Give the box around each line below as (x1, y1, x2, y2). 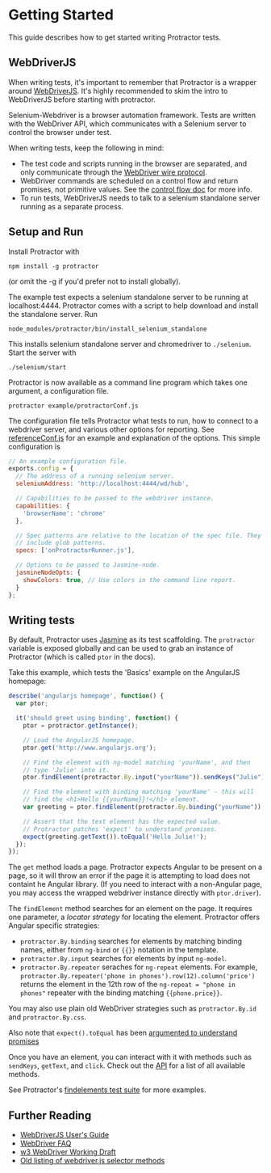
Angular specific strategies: (8, 921, 100, 930)
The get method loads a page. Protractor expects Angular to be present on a (8, 863, 263, 872)
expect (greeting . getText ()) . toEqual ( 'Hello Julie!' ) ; (23, 833, 207, 841)
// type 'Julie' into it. (23, 766, 110, 774)
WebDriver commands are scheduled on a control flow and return (19, 175, 239, 185)
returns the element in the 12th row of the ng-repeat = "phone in (19, 980, 236, 989)
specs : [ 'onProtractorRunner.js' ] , (15, 546, 135, 555)
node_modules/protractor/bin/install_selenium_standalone (8, 325, 207, 333)
